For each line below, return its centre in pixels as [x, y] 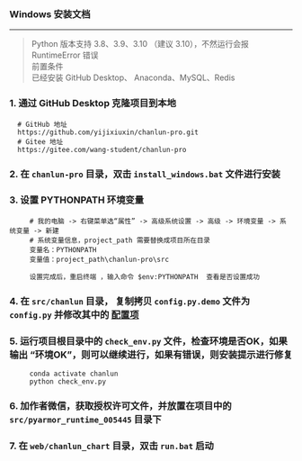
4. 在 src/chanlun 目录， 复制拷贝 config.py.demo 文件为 [130, 301]
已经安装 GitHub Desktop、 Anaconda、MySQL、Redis [133, 77]
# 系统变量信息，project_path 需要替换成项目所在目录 [120, 240]
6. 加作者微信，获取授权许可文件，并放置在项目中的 [120, 405]
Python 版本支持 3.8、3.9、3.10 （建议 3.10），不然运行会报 [140, 44]
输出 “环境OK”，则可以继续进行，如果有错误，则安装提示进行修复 [151, 355]
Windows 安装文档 [50, 14]
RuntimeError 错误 [65, 55]
